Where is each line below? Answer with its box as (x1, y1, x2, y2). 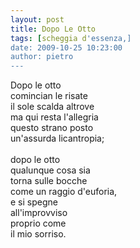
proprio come (10, 217, 67, 230)
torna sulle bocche (10, 175, 88, 187)
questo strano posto (10, 122, 94, 134)
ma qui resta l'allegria (10, 111, 99, 123)
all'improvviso (10, 207, 68, 219)
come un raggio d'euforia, (10, 186, 118, 198)
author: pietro (10, 52, 74, 62)
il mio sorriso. (10, 228, 67, 240)
